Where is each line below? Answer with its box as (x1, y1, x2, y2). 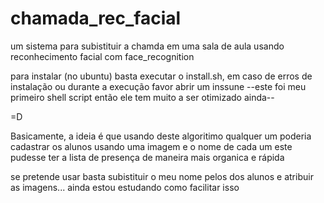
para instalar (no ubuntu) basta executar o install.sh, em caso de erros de (10, 70, 313, 82)
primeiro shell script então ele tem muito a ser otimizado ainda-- (10, 91, 275, 103)
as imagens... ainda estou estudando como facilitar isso (10, 181, 240, 193)
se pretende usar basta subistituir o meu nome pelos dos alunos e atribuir (10, 170, 314, 182)
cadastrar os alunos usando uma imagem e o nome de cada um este (10, 140, 293, 152)
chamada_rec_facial (10, 7, 182, 30)
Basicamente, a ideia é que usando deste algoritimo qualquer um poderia (10, 130, 312, 142)
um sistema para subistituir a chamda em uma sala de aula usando (10, 40, 285, 52)
